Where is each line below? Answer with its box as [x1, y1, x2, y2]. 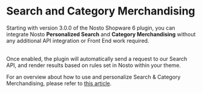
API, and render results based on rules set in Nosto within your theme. [6, 62, 181, 69]
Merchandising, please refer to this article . [6, 80, 112, 87]
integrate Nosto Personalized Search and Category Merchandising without [6, 30, 196, 37]
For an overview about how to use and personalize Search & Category [6, 73, 181, 80]
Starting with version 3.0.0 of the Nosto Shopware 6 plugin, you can [6, 24, 175, 31]
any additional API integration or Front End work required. [6, 37, 149, 44]
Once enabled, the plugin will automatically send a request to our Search [6, 55, 187, 62]
